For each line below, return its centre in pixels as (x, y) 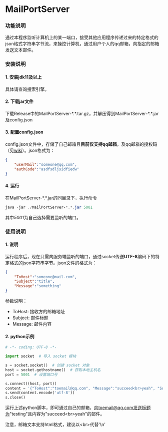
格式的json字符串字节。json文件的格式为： (53, 263)
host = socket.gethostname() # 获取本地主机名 (53, 370)
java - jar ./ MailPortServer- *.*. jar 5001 (49, 207)
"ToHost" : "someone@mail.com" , (46, 277)
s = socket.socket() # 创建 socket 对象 (47, 366)
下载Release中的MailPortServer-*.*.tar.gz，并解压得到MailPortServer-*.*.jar (82, 113)
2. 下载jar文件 (19, 101)
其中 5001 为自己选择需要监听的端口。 (43, 217)
